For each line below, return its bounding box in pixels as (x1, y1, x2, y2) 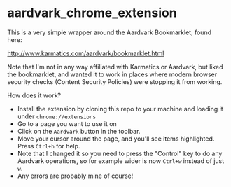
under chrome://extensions (17, 112, 97, 120)
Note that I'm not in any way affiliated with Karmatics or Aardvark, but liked (7, 62, 223, 71)
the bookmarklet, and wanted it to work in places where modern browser (7, 70, 218, 78)
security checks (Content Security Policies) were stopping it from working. (7, 77, 223, 85)
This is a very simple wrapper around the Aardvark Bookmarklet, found (7, 28, 212, 36)
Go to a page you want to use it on (17, 119, 117, 127)
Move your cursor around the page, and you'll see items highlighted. (17, 134, 215, 143)
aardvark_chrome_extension (7, 5, 177, 21)
